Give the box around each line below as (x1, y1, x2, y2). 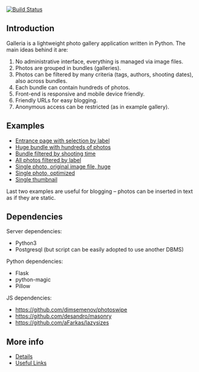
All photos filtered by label (15, 156, 81, 164)
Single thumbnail (15, 175, 58, 183)
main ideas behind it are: (6, 46, 68, 53)
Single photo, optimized (15, 169, 75, 177)
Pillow (15, 283, 31, 290)
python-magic (15, 276, 51, 283)
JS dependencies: (6, 294, 52, 301)
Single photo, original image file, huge (15, 163, 111, 170)
